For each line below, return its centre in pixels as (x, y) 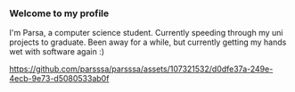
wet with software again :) (57, 52)
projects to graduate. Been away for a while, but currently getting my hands (148, 42)
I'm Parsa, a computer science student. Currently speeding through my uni (146, 33)
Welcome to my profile (59, 13)
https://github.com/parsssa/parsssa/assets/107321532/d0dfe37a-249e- (141, 69)
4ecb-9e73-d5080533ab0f (59, 79)
